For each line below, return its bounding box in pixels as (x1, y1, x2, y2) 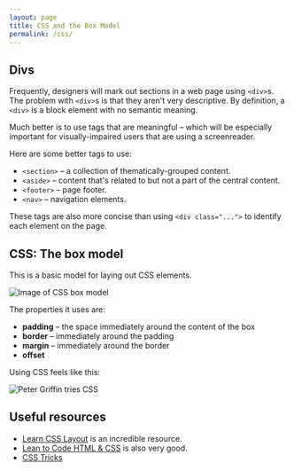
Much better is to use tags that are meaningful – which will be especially (9, 122, 273, 133)
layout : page (9, 12, 58, 22)
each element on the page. (9, 221, 108, 232)
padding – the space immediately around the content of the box (21, 321, 255, 332)
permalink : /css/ (9, 29, 73, 38)
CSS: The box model (9, 246, 124, 262)
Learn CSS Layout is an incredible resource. (21, 433, 183, 444)
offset (21, 349, 45, 360)
